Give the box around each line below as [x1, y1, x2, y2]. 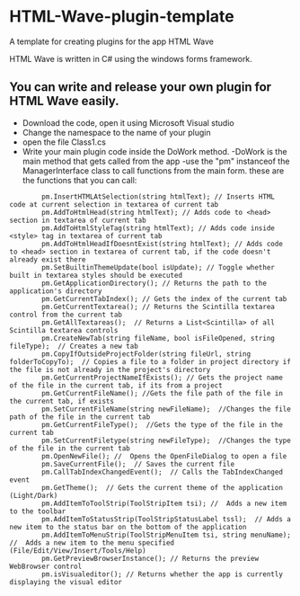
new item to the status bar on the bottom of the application [9, 522, 247, 531]
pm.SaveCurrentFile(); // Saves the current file [41, 459, 235, 468]
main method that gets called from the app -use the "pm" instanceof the [22, 156, 290, 166]
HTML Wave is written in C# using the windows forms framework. [9, 53, 253, 64]
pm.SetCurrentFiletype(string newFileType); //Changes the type [41, 436, 292, 445]
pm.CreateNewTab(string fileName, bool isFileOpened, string [41, 334, 276, 342]
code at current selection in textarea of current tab [9, 200, 219, 209]
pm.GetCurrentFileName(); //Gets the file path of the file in [41, 388, 283, 397]
